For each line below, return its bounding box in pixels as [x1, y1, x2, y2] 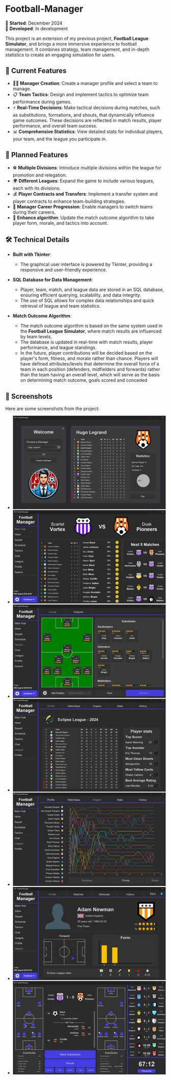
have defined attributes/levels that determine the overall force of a [20, 361, 159, 367]
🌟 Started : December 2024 [5, 20, 63, 26]
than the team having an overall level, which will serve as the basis [20, 372, 160, 378]
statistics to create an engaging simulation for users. [5, 52, 116, 58]
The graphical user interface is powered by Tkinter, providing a [20, 262, 153, 268]
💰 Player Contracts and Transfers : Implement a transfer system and [12, 190, 158, 197]
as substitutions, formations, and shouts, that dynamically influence [12, 112, 155, 118]
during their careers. [12, 209, 56, 215]
